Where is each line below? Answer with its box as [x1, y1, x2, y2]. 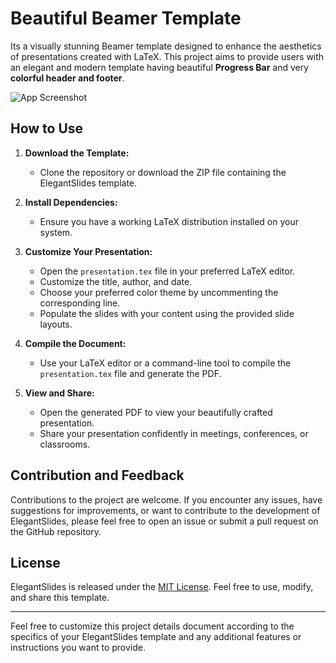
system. [39, 226, 73, 238]
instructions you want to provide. [10, 642, 146, 654]
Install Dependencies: [24, 196, 118, 208]
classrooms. [39, 438, 91, 450]
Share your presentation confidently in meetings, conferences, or [39, 427, 309, 439]
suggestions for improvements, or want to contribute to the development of [10, 504, 321, 516]
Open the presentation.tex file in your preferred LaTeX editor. [39, 265, 296, 277]
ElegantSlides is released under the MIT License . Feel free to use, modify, [10, 581, 314, 593]
